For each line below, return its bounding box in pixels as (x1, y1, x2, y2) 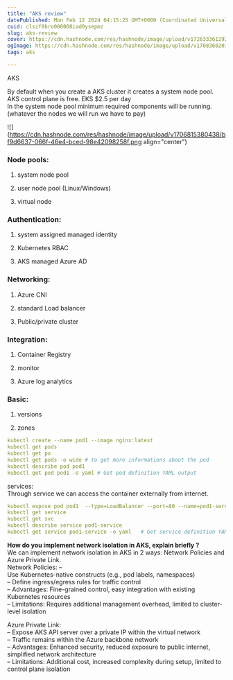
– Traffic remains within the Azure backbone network (7, 635, 159, 643)
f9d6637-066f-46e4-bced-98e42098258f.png (7, 137, 142, 146)
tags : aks (7, 49, 36, 56)
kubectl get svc (7, 516, 54, 523)
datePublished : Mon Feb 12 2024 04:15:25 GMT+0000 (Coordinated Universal (7, 17, 228, 24)
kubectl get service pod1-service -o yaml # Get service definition (7, 528, 216, 536)
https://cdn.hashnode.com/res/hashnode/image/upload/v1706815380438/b (9, 130, 226, 139)
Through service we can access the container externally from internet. (7, 489, 209, 498)
